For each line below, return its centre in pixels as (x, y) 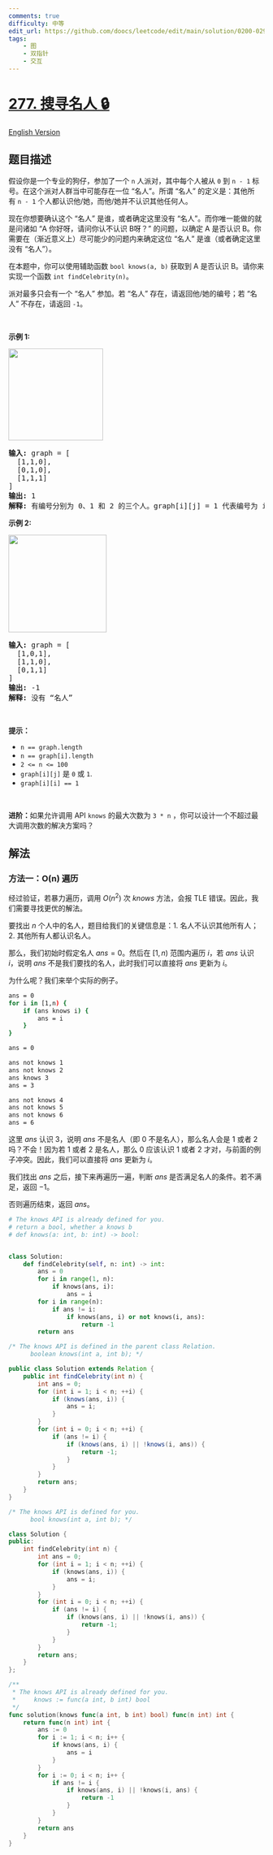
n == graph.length (51, 747)
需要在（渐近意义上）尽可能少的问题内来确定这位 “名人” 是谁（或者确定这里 (135, 238)
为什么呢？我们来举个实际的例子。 (65, 980)
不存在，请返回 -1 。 (54, 303)
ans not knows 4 (36, 1100)
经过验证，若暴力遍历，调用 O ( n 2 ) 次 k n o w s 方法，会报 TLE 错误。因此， (130, 897)
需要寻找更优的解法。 (51, 908)
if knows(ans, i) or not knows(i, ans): (136, 1317)
